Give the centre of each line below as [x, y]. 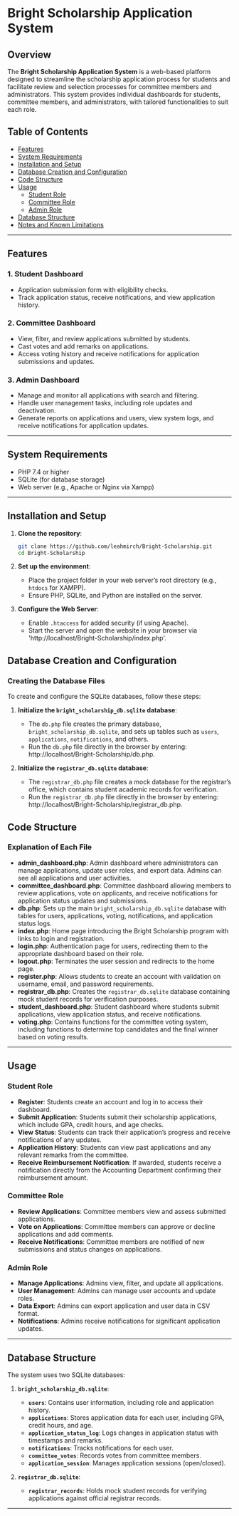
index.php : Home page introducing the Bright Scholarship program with [123, 930]
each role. [22, 109]
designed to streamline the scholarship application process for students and [119, 79]
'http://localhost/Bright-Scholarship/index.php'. [97, 638]
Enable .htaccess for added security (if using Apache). [108, 623]
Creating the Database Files [56, 680]
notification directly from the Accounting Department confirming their [119, 1170]
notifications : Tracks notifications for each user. [101, 1448]
